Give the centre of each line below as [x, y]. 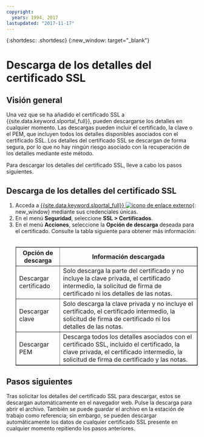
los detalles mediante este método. [50, 154]
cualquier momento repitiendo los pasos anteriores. [71, 428]
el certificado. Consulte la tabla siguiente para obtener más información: [105, 231]
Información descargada [128, 257]
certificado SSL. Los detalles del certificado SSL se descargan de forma [96, 141]
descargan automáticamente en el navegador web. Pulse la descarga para [99, 402]
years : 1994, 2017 [35, 18]
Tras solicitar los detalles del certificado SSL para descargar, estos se [93, 396]
